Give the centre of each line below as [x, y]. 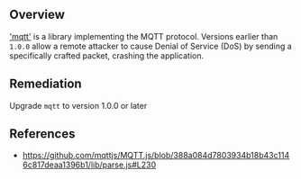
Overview [37, 15]
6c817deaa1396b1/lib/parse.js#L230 [89, 165]
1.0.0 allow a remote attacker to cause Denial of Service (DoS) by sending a [151, 46]
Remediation [46, 84]
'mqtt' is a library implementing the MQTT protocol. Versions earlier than [144, 36]
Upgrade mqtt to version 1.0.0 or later [78, 105]
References [42, 134]
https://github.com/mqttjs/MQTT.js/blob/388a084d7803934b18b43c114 [156, 156]
